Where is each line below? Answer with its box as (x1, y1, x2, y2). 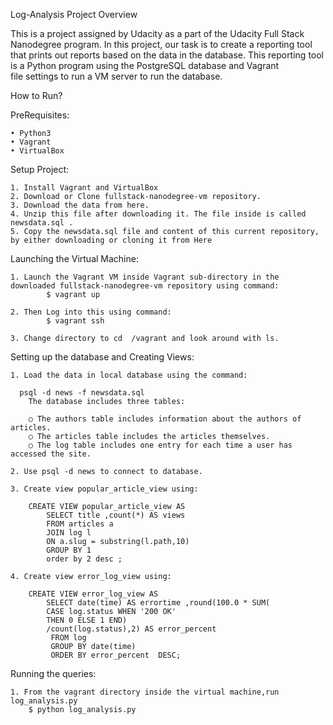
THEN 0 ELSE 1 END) (46, 615, 128, 625)
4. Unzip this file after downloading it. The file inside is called (10, 209, 307, 219)
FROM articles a (46, 519, 114, 529)
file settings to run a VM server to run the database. (10, 70, 223, 82)
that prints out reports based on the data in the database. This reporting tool (10, 49, 325, 61)
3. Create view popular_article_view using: (10, 484, 199, 494)
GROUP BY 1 (46, 545, 92, 555)
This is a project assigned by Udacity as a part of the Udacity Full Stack (10, 28, 305, 39)
